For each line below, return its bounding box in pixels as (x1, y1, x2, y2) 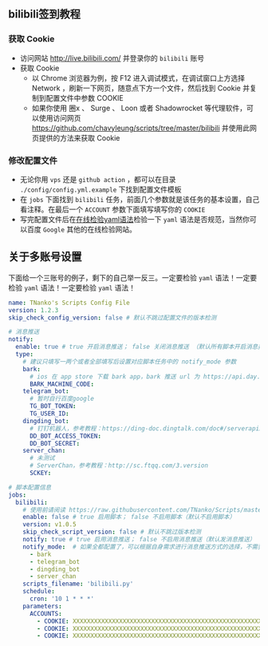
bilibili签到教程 (8, 7, 81, 22)
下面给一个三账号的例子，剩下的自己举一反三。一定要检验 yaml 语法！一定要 (8, 272, 258, 282)
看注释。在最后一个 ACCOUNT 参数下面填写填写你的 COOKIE (19, 204, 206, 214)
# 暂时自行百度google (29, 394, 94, 403)
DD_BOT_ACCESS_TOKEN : (29, 432, 102, 440)
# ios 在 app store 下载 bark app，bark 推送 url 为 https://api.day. (29, 372, 261, 381)
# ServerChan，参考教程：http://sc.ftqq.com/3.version (29, 462, 209, 470)
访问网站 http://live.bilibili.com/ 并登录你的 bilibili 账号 (19, 53, 205, 62)
